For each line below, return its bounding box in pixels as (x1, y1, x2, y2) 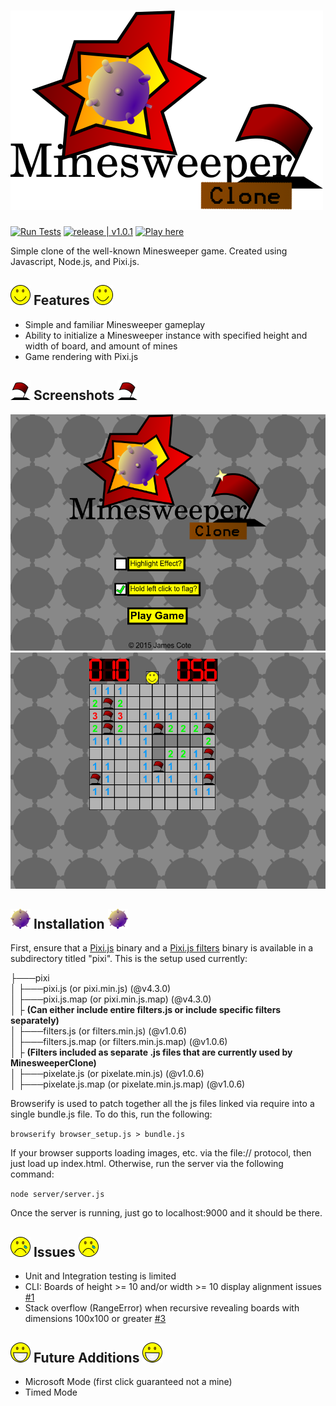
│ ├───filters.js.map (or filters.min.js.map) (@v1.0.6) (10, 1036, 228, 1048)
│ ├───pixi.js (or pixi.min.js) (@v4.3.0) (10, 983, 172, 995)
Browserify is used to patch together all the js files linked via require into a (10, 1098, 315, 1110)
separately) (10, 1015, 60, 1027)
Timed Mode (24, 1386, 78, 1398)
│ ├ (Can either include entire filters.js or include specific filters (10, 1004, 282, 1016)
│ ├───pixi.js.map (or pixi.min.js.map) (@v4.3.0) (10, 993, 212, 1005)
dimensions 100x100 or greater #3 (24, 1313, 167, 1325)
